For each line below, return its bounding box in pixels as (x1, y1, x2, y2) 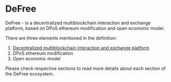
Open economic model (12, 55, 61, 61)
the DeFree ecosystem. (5, 70, 54, 76)
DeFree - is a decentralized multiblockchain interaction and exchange (5, 20, 151, 26)
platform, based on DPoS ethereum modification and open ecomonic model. (5, 25, 165, 31)
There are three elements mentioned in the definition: (5, 35, 117, 41)
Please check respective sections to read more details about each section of (5, 65, 166, 71)
